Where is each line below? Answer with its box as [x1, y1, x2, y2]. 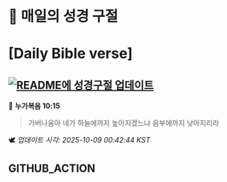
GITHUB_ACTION [8, 161, 96, 175]
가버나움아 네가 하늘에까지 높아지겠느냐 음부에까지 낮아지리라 [27, 118, 220, 128]
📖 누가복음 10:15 [8, 101, 60, 111]
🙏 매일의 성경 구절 [8, 7, 119, 26]
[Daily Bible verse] [8, 45, 133, 63]
